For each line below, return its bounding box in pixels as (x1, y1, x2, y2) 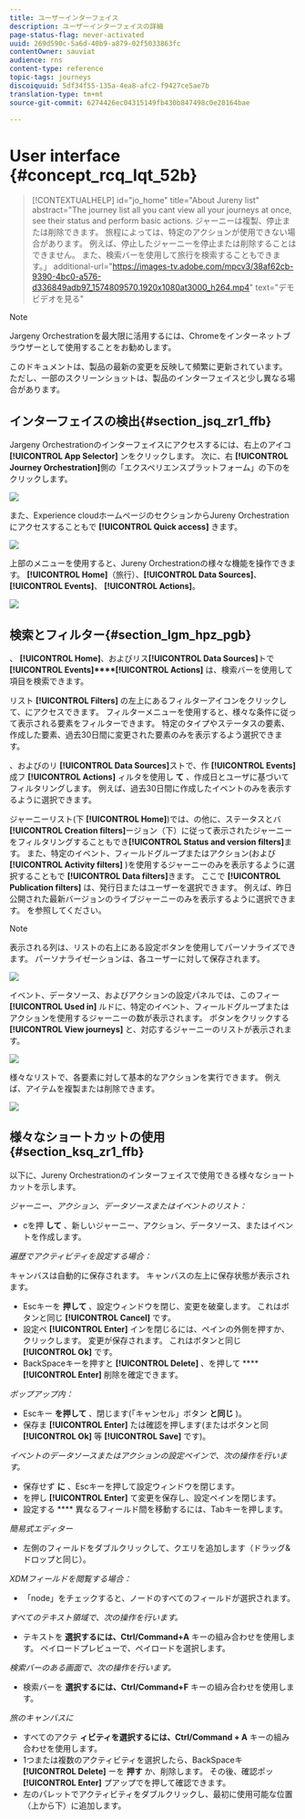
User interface (9, 145, 121, 166)
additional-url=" (53, 261, 114, 272)
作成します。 (38, 1231, 86, 1242)
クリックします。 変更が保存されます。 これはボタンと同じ (22, 1335, 241, 1346)
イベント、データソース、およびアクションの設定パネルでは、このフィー (9, 989, 280, 1000)
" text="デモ (249, 282, 295, 293)
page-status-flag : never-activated (9, 30, 145, 39)
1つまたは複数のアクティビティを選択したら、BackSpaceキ (22, 1754, 243, 1765)
